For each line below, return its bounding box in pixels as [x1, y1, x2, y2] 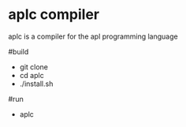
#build [8, 47, 29, 56]
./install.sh [19, 79, 54, 88]
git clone [19, 62, 49, 72]
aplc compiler [8, 6, 100, 24]
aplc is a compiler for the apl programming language [8, 32, 179, 41]
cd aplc [19, 70, 45, 80]
